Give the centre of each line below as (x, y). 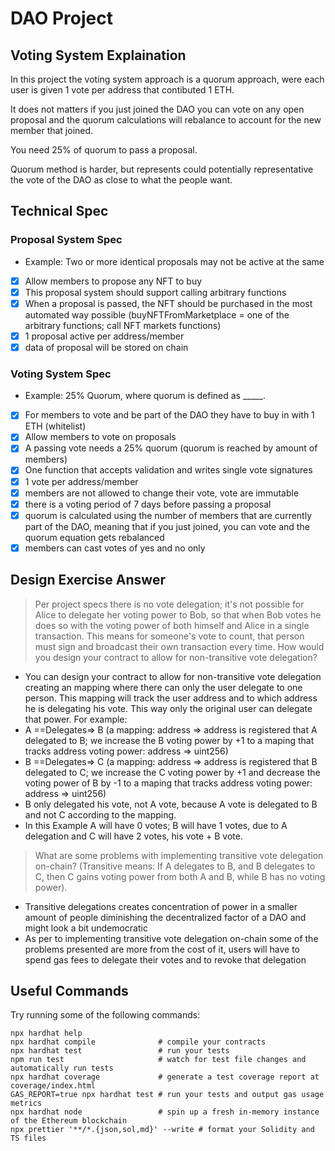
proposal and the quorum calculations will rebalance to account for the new (166, 120)
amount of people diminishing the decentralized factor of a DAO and (165, 917)
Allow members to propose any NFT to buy (113, 281)
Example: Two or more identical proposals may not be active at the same (174, 261)
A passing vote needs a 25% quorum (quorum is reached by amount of (171, 448)
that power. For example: (76, 719)
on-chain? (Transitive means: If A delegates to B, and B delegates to (175, 866)
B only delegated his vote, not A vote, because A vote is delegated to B (171, 804)
